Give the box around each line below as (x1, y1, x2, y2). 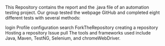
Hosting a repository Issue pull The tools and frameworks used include (5, 30, 151, 35)
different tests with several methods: (5, 15, 81, 20)
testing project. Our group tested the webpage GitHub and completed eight (5, 9, 160, 15)
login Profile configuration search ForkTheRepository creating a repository (5, 24, 158, 30)
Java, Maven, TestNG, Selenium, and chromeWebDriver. (5, 35, 121, 41)
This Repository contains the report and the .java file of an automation (5, 4, 149, 10)
